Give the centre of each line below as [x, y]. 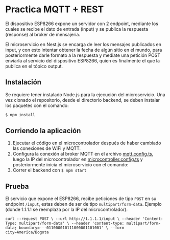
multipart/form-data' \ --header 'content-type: [71, 224]
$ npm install [20, 115]
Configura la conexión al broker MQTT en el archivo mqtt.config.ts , [83, 154]
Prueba [17, 186]
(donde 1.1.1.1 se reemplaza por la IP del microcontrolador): [66, 210]
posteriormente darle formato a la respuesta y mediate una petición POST [83, 55]
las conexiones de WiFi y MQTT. [46, 148]
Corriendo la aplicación [43, 131]
